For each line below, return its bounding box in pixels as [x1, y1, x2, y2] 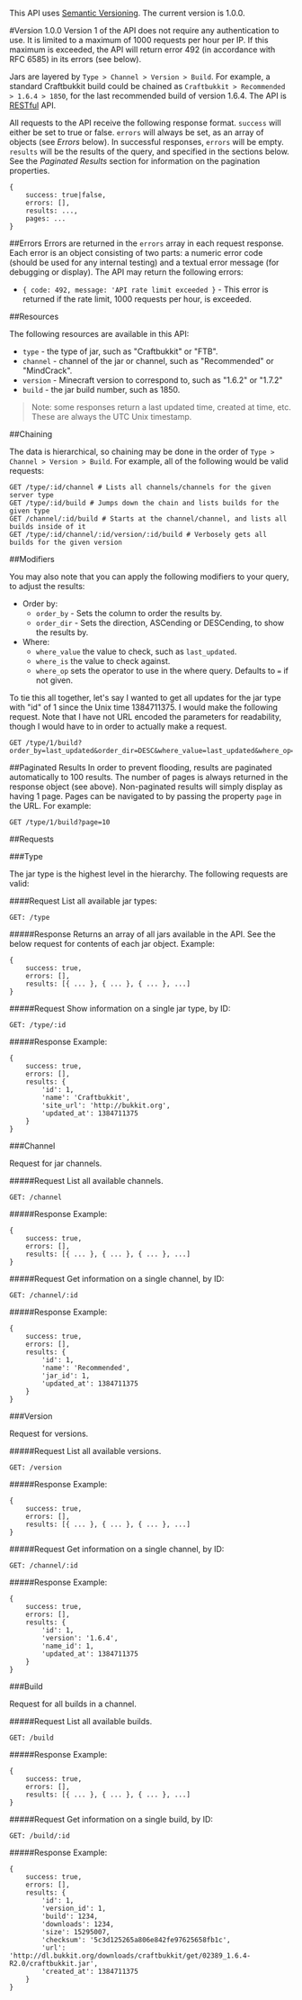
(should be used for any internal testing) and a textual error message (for [9, 257, 280, 268]
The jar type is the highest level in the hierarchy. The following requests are [9, 868, 289, 879]
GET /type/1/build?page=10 [9, 818, 111, 827]
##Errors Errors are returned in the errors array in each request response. [9, 238, 285, 249]
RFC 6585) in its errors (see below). [9, 54, 142, 64]
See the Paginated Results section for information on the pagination [9, 156, 261, 166]
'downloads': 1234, [41, 1920, 115, 1929]
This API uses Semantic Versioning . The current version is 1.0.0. [9, 8, 245, 18]
